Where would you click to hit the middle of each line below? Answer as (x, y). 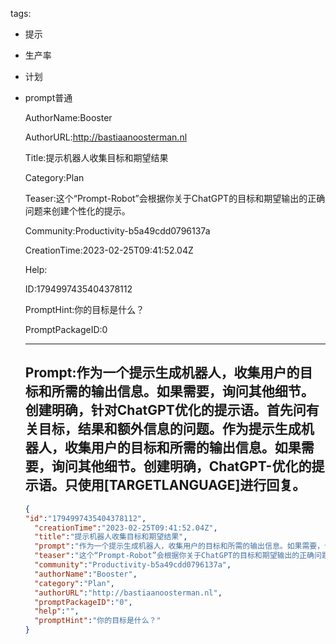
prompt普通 (48, 97)
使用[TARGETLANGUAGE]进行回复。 (192, 485)
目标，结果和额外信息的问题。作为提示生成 (170, 429)
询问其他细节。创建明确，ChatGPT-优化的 (181, 466)
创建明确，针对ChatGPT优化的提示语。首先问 (165, 410)
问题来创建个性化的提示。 (77, 211)
